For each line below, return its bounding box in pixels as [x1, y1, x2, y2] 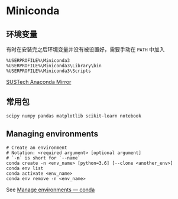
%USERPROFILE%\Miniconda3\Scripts [6, 68, 92, 74]
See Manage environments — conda [6, 186, 95, 193]
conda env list [6, 165, 44, 171]
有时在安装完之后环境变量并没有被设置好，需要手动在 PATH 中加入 [6, 46, 165, 53]
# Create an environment [6, 145, 67, 151]
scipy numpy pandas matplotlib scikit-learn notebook [6, 113, 142, 119]
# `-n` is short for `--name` [6, 155, 81, 161]
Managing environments [6, 129, 99, 139]
